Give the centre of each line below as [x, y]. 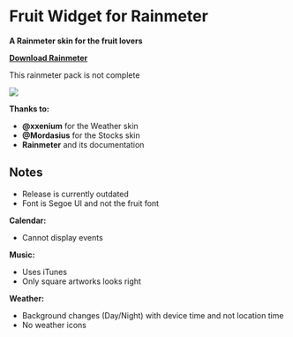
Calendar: [28, 220]
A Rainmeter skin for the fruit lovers [76, 41]
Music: [22, 255]
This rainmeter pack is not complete [75, 75]
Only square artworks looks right [81, 281]
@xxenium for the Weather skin [80, 126]
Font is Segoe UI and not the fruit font [90, 203]
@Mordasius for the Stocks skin [81, 135]
